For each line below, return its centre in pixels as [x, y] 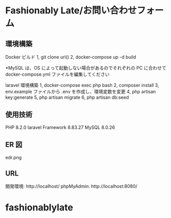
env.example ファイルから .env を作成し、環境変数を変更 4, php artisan [81, 92]
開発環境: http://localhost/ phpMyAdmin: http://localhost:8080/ [71, 186]
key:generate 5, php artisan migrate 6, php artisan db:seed [67, 97]
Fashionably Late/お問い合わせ [71, 10]
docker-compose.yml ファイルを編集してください [58, 74]
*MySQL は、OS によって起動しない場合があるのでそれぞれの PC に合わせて [86, 68]
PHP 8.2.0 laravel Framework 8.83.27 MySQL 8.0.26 [60, 127]
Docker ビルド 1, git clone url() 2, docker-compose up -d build [71, 57]
